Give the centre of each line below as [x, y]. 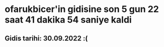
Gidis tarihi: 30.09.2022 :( [46, 38]
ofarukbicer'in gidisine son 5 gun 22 [82, 9]
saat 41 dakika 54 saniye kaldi [68, 20]
